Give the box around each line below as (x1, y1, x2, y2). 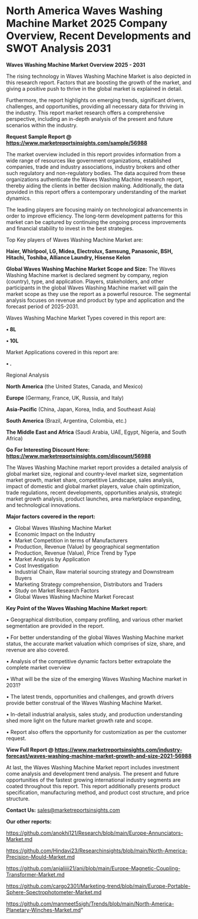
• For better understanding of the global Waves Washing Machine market (6, 634, 184, 641)
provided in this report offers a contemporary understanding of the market (6, 188, 187, 195)
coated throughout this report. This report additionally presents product (6, 782, 180, 789)
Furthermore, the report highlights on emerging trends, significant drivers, (6, 96, 186, 104)
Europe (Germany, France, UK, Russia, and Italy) (6, 394, 124, 401)
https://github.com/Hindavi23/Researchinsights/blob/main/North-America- (6, 847, 188, 854)
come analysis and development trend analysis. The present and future (6, 770, 179, 777)
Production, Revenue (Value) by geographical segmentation (14, 543, 160, 550)
